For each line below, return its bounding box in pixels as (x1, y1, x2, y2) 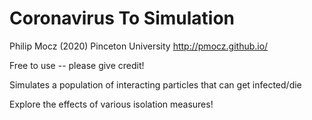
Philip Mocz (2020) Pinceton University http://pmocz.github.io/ (9, 40, 269, 52)
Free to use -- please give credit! (9, 59, 145, 71)
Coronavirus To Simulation (9, 7, 236, 30)
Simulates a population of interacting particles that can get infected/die (9, 78, 302, 91)
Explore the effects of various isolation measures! (9, 98, 214, 110)
